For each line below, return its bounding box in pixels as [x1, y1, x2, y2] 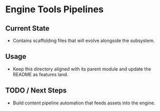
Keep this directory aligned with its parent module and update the [12, 65, 151, 72]
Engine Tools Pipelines [5, 4, 104, 15]
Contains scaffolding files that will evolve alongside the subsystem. [12, 37, 155, 43]
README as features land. [12, 71, 68, 77]
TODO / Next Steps [5, 86, 67, 95]
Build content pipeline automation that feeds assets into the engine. [12, 100, 155, 106]
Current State [5, 24, 50, 33]
